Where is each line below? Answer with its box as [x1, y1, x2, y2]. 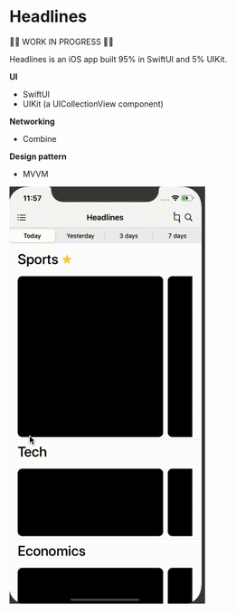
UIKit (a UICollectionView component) [22, 98, 165, 109]
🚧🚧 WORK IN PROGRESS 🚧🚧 [9, 36, 115, 47]
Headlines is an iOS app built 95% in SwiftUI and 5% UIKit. [9, 53, 228, 64]
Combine [22, 133, 57, 144]
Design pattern [9, 151, 67, 162]
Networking [9, 116, 56, 127]
